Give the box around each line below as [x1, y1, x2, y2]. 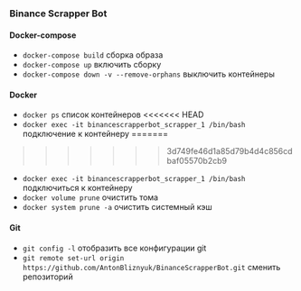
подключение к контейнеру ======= [22, 129, 169, 140]
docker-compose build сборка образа [22, 50, 164, 60]
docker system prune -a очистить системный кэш [22, 202, 212, 213]
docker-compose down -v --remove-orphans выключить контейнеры [22, 68, 276, 79]
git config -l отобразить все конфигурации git [22, 242, 207, 253]
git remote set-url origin [22, 253, 125, 263]
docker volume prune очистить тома [22, 192, 159, 203]
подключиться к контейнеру [22, 183, 133, 194]
